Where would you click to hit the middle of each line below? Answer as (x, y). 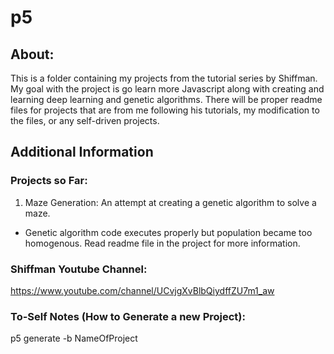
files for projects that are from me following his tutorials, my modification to (165, 110)
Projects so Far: (49, 181)
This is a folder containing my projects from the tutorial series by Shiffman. (164, 78)
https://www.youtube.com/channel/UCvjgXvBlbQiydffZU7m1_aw (142, 290)
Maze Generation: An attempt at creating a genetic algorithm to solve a (170, 202)
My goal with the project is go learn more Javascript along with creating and (167, 89)
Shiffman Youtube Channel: (79, 269)
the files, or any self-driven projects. (85, 120)
